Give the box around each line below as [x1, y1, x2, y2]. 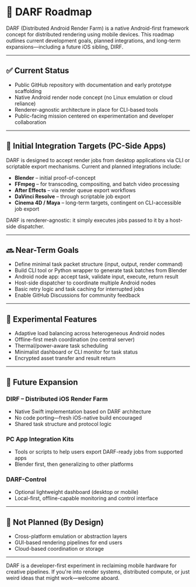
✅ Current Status [6, 66, 69, 75]
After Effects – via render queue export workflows [14, 187, 136, 194]
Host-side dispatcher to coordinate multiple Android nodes [14, 279, 156, 286]
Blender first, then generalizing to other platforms [14, 461, 134, 468]
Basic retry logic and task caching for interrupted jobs [14, 286, 145, 293]
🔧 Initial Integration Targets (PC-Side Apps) [6, 141, 166, 151]
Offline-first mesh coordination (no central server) [14, 336, 135, 343]
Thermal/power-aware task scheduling [14, 342, 108, 349]
